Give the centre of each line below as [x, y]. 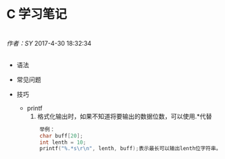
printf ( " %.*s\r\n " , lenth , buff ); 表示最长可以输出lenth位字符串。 [130, 149]
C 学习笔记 [37, 14]
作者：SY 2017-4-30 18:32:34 [49, 44]
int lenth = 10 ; [63, 142]
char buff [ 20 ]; [62, 135]
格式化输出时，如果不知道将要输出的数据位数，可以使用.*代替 [125, 116]
